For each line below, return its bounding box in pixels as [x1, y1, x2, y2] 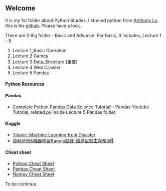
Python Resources [5, 81, 45, 87]
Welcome [5, 4, 36, 13]
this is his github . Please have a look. [5, 23, 82, 29]
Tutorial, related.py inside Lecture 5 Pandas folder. [12, 109, 117, 115]
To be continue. [5, 181, 38, 187]
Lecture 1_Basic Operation [12, 47, 67, 53]
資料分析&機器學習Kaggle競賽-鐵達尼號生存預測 [12, 137, 114, 143]
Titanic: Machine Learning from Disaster [12, 131, 96, 137]
